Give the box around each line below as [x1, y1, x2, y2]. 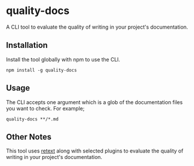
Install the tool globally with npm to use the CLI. [6, 56, 120, 63]
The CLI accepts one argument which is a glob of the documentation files [6, 98, 183, 106]
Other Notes [6, 132, 51, 141]
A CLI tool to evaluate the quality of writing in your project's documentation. [6, 23, 188, 30]
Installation [6, 40, 48, 50]
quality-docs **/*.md [6, 116, 59, 122]
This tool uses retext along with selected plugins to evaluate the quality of [6, 147, 183, 154]
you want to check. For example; [6, 105, 85, 112]
